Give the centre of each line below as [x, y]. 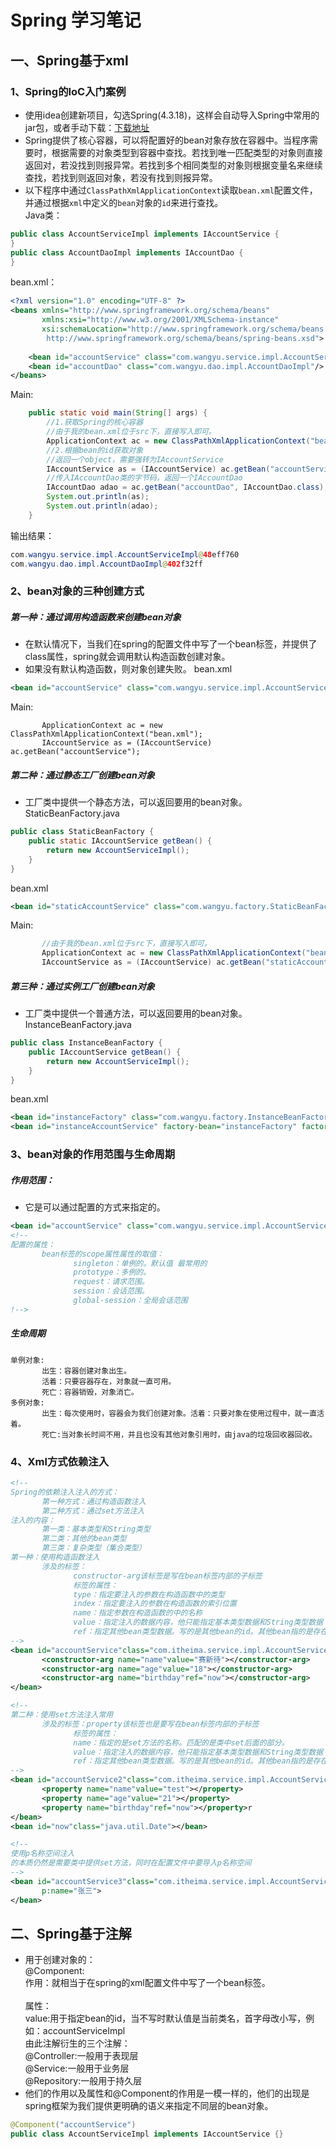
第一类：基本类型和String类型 [96, 1529]
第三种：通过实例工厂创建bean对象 [82, 986]
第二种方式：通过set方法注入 [93, 1511]
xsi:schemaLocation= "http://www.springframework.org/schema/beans [183, 329]
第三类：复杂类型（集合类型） [94, 1548]
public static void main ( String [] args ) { [118, 413]
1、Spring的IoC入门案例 [68, 91]
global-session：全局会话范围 [130, 1301]
